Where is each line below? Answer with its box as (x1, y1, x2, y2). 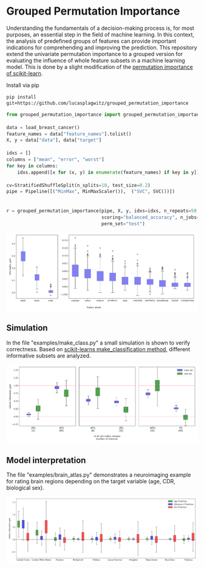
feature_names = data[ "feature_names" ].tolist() (6, 131, 132, 137)
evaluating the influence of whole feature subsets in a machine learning (6, 57, 185, 64)
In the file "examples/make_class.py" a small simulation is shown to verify (6, 339, 190, 346)
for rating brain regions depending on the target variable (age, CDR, (6, 478, 176, 485)
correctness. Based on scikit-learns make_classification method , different (6, 345, 191, 352)
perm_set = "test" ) (101, 220, 146, 226)
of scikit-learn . (6, 69, 43, 77)
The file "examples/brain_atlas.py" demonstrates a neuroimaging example (6, 471, 191, 479)
